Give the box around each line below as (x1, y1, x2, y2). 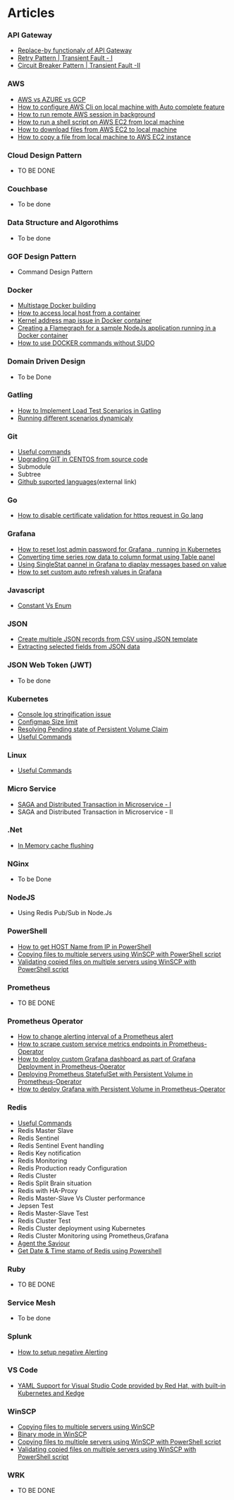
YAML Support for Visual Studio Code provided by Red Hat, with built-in (17, 1381, 226, 1390)
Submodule (17, 463, 51, 471)
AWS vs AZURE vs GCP (17, 95, 86, 103)
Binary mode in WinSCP (17, 1430, 87, 1438)
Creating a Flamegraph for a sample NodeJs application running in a (17, 324, 216, 332)
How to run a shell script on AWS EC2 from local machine (17, 117, 185, 126)
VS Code (7, 1365, 38, 1375)
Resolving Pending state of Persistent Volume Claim (17, 725, 168, 733)
